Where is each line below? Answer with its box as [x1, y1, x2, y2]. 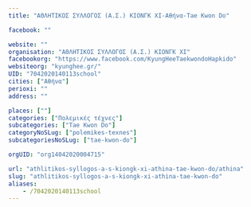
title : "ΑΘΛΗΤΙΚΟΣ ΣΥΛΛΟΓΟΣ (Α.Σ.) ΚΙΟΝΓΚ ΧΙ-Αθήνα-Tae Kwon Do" [8, 11, 229, 20]
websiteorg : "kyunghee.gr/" [8, 63, 102, 71]
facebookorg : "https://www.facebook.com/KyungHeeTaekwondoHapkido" [8, 55, 237, 64]
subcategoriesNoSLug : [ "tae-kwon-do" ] [8, 136, 137, 144]
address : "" [8, 92, 48, 100]
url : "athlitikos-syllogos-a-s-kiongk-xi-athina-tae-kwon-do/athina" [8, 165, 245, 173]
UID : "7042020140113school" [8, 70, 102, 78]
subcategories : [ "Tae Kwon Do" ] [8, 121, 116, 130]
